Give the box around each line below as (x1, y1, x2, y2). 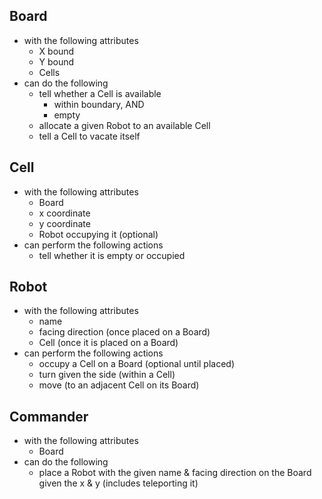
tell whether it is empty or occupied (38, 249, 186, 261)
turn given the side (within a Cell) (38, 369, 176, 381)
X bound (38, 45, 75, 57)
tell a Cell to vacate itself (38, 130, 141, 142)
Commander (9, 408, 89, 425)
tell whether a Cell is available (38, 87, 162, 99)
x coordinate (38, 207, 91, 219)
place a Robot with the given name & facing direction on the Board (38, 467, 312, 479)
